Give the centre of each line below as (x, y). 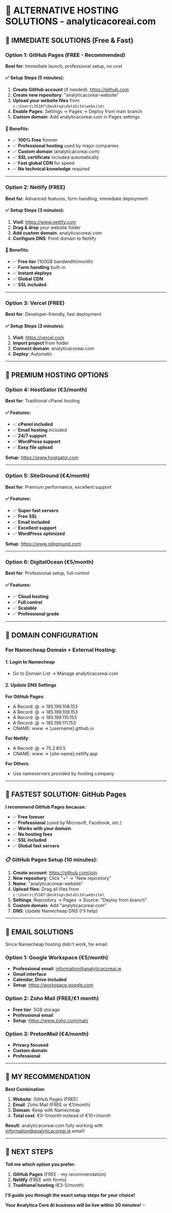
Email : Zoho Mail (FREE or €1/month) (51, 1104)
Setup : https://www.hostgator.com (42, 458)
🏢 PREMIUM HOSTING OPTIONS (57, 375)
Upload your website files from (46, 101)
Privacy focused (30, 1045)
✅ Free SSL (25, 516)
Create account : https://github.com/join (55, 873)
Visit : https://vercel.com (38, 338)
